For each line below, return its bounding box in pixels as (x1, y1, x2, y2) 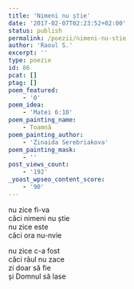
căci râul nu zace (8, 254, 65, 264)
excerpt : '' (8, 49, 48, 57)
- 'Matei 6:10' (22, 109, 73, 117)
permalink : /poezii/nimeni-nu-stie (8, 34, 127, 42)
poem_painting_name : (8, 116, 77, 124)
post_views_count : (8, 161, 69, 169)
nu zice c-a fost (8, 246, 61, 255)
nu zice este (8, 222, 49, 231)
